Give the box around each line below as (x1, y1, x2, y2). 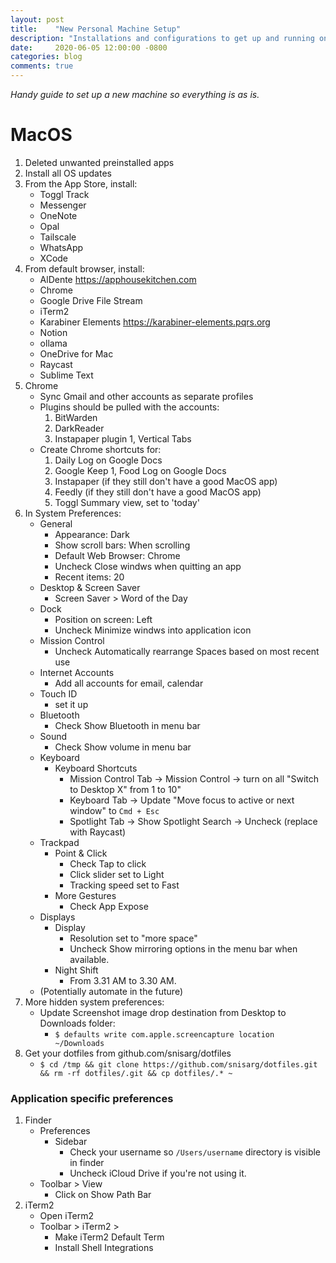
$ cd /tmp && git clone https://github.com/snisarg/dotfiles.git (39, 1059, 318, 1070)
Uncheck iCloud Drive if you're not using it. (69, 1167, 247, 1180)
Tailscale (39, 231, 77, 243)
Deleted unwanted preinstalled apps (24, 156, 175, 168)
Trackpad (39, 836, 80, 848)
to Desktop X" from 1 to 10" (69, 783, 182, 795)
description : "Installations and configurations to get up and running (10, 33, 315, 43)
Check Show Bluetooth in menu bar (54, 719, 201, 731)
